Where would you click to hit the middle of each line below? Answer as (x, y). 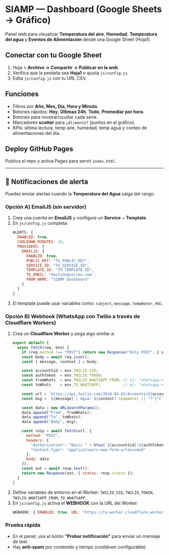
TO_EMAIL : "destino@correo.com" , (61, 275)
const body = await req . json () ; (56, 357)
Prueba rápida (23, 525)
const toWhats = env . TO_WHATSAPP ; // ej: (79, 385)
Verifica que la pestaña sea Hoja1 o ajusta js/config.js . (71, 73)
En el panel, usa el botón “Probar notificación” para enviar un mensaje (86, 536)
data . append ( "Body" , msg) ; (50, 422)
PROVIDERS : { (31, 247)
